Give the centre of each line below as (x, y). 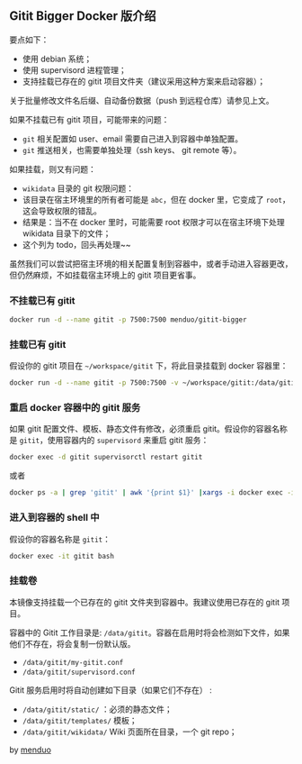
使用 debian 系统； (57, 59)
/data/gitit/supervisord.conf (79, 672)
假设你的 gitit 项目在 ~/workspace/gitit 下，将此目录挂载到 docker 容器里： (149, 366)
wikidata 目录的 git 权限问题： (78, 188)
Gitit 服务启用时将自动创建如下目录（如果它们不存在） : (111, 690)
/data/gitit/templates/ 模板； (80, 720)
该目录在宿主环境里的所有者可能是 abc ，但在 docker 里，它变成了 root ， (156, 199)
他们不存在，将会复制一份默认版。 (72, 643)
